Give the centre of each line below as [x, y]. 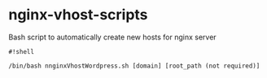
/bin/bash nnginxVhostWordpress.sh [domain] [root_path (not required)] [134, 66]
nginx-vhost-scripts [78, 15]
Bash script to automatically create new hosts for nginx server [113, 37]
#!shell [22, 51]
